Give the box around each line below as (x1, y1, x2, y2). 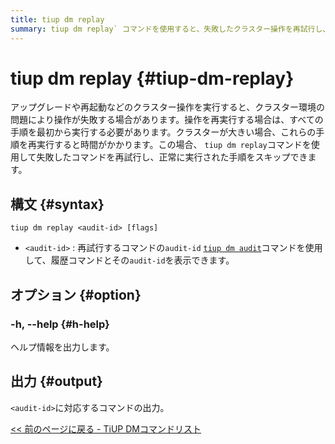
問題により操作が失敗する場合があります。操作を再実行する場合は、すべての (10, 114, 324, 126)
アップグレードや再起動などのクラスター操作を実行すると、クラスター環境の (10, 101, 325, 113)
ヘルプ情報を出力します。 (10, 341, 115, 353)
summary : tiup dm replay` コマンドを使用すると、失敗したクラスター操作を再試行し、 (10, 24, 331, 34)
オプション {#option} (10, 286, 142, 303)
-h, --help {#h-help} (10, 317, 110, 331)
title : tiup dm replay (10, 14, 105, 25)
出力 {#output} (10, 373, 103, 390)
